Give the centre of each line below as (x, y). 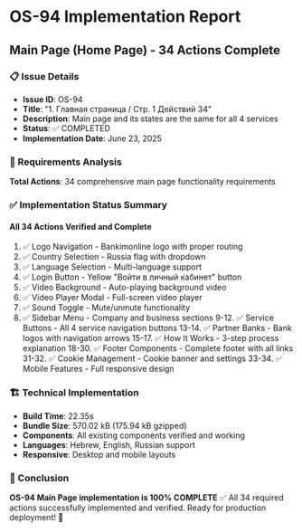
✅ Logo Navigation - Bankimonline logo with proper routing (132, 247)
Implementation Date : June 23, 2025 (92, 138)
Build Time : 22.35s (58, 416)
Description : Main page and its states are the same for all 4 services (150, 119)
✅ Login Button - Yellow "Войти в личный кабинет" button (132, 277)
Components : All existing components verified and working (134, 435)
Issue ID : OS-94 (52, 99)
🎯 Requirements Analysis (66, 162)
